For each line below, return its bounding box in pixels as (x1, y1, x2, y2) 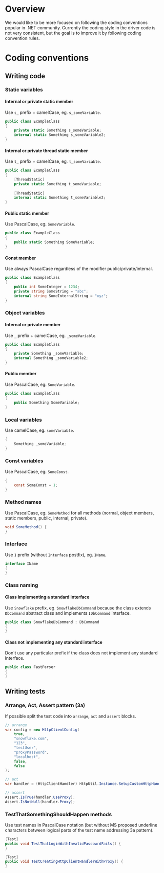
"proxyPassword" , (14, 750, 49, 755)
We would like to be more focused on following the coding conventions (5, 20, 148, 25)
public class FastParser (5, 665, 56, 670)
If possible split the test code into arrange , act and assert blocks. (5, 713, 136, 719)
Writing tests (5, 687, 45, 695)
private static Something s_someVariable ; (14, 128, 102, 133)
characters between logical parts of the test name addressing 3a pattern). (5, 827, 154, 833)
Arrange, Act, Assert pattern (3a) (5, 702, 85, 709)
